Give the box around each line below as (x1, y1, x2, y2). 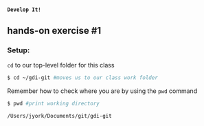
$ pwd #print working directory (7, 101, 100, 107)
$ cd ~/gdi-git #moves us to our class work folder (7, 74, 158, 81)
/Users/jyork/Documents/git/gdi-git (7, 113, 112, 120)
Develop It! (7, 6, 41, 13)
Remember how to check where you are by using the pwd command (7, 87, 198, 95)
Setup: (7, 45, 30, 55)
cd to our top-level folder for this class (7, 61, 115, 70)
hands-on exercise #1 (7, 25, 102, 36)
